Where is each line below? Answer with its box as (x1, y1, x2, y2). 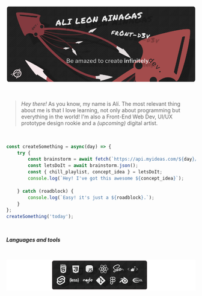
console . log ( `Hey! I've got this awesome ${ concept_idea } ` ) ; (28, 175, 185, 182)
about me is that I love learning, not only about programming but (20, 106, 180, 114)
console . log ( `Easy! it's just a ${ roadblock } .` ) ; (28, 195, 155, 201)
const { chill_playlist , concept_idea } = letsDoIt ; (28, 169, 163, 175)
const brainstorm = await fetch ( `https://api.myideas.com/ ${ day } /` (28, 156, 200, 162)
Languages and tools (6, 236, 61, 243)
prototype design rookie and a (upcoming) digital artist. (20, 119, 158, 126)
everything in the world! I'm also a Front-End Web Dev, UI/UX (20, 113, 173, 120)
